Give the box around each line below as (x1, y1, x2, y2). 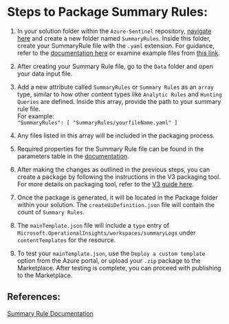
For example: (17, 111, 54, 120)
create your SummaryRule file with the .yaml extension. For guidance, (17, 41, 215, 50)
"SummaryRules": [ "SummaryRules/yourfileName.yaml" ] (17, 119, 178, 126)
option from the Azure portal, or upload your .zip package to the (17, 256, 201, 265)
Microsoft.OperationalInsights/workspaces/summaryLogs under (17, 228, 196, 237)
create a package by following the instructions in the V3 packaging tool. (17, 173, 221, 181)
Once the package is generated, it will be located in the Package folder (17, 193, 219, 202)
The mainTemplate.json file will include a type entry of (17, 221, 170, 229)
